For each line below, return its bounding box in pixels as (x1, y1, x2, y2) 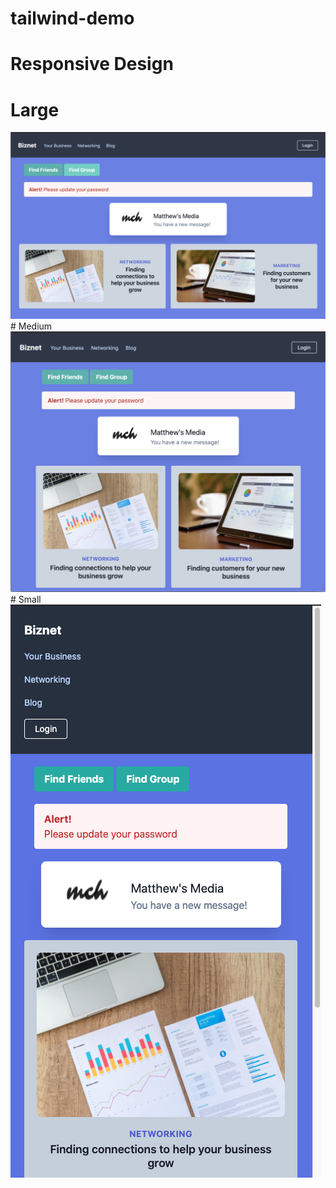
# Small (10, 593, 42, 606)
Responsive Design (10, 53, 174, 76)
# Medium (10, 320, 53, 332)
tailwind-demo (10, 7, 135, 30)
